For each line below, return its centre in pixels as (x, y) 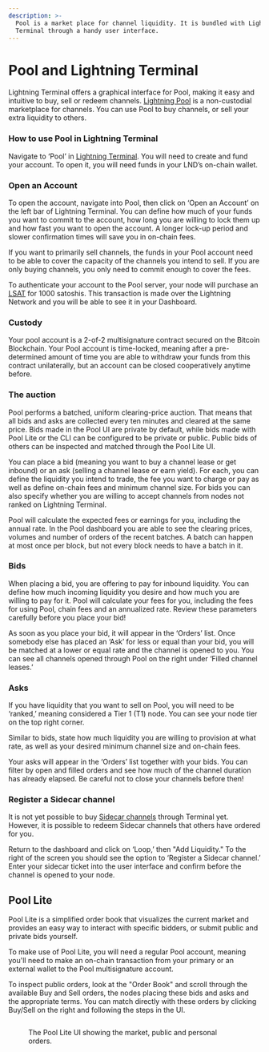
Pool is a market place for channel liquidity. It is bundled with (130, 23)
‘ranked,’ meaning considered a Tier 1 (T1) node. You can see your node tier (133, 714)
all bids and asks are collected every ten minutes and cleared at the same (129, 420)
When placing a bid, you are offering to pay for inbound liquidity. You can (129, 583)
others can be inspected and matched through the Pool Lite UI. (112, 446)
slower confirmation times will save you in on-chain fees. (102, 236)
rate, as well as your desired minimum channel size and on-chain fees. (124, 746)
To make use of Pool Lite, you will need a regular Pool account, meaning (127, 952)
